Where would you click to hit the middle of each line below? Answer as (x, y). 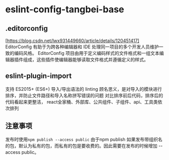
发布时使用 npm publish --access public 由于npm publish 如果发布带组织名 (84, 139)
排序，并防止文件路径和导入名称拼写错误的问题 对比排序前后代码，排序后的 (84, 95)
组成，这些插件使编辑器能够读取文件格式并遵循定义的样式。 (86, 59)
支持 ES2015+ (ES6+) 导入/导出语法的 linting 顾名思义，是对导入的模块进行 (84, 89)
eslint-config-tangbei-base (65, 9)
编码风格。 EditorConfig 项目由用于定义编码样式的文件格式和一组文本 (87, 53)
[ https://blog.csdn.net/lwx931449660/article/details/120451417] (72, 41)
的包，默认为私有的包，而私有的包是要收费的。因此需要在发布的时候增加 (81, 146)
